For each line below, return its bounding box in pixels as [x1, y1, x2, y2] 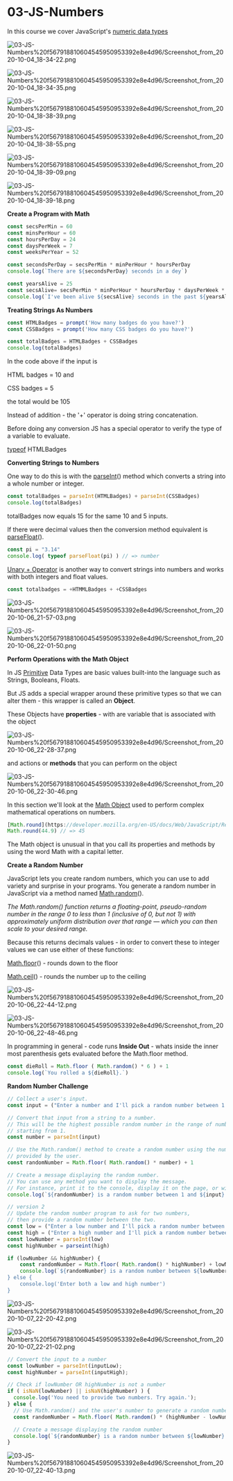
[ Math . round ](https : [7, 821, 67, 828]
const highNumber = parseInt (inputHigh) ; [7, 1369, 129, 1376]
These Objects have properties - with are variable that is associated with [7, 710, 216, 718]
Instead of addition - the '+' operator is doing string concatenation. [7, 411, 198, 420]
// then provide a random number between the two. [7, 1217, 157, 1224]
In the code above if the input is [7, 357, 98, 366]
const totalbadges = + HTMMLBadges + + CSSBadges [7, 585, 148, 593]
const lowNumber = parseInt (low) [7, 1235, 104, 1242]
